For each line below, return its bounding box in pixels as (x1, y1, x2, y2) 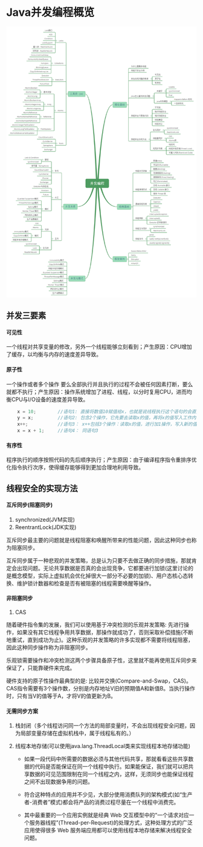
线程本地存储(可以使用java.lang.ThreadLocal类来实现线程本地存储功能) (14, 743, 191, 750)
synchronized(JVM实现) (14, 516, 76, 523)
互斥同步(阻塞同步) (6, 501, 53, 508)
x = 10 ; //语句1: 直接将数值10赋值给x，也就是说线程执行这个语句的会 (17, 408, 192, 414)
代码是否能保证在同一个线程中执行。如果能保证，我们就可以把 (34, 763, 188, 771)
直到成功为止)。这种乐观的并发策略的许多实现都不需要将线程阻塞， (27, 636, 194, 644)
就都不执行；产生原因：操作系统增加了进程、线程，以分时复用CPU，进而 (6, 388, 187, 395)
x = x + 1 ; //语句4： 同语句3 (17, 428, 98, 434)
